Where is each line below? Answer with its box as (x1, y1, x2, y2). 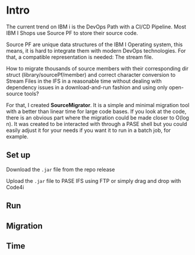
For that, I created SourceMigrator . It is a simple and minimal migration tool (6, 101, 190, 108)
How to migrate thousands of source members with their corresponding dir (6, 64, 189, 72)
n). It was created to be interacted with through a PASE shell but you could (6, 120, 187, 127)
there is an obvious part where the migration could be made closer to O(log (6, 114, 189, 121)
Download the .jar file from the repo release (6, 166, 115, 173)
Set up (6, 150, 31, 160)
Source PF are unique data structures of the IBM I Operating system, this (6, 41, 183, 48)
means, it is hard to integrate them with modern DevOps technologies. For (6, 47, 186, 54)
